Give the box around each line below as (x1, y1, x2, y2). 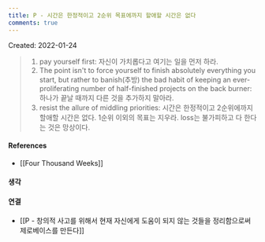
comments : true (8, 19, 58, 27)
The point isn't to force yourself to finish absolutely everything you (39, 65, 256, 75)
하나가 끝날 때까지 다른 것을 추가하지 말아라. (39, 93, 174, 102)
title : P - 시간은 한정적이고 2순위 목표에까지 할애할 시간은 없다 (8, 11, 196, 20)
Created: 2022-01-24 (8, 40, 77, 49)
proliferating (39, 83, 80, 93)
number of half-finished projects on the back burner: (80, 83, 252, 93)
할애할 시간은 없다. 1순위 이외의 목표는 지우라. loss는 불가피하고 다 (39, 112, 243, 122)
